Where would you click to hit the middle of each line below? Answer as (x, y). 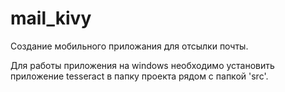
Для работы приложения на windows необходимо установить (142, 65)
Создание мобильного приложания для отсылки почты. (129, 46)
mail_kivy (51, 18)
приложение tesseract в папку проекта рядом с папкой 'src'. (139, 76)
